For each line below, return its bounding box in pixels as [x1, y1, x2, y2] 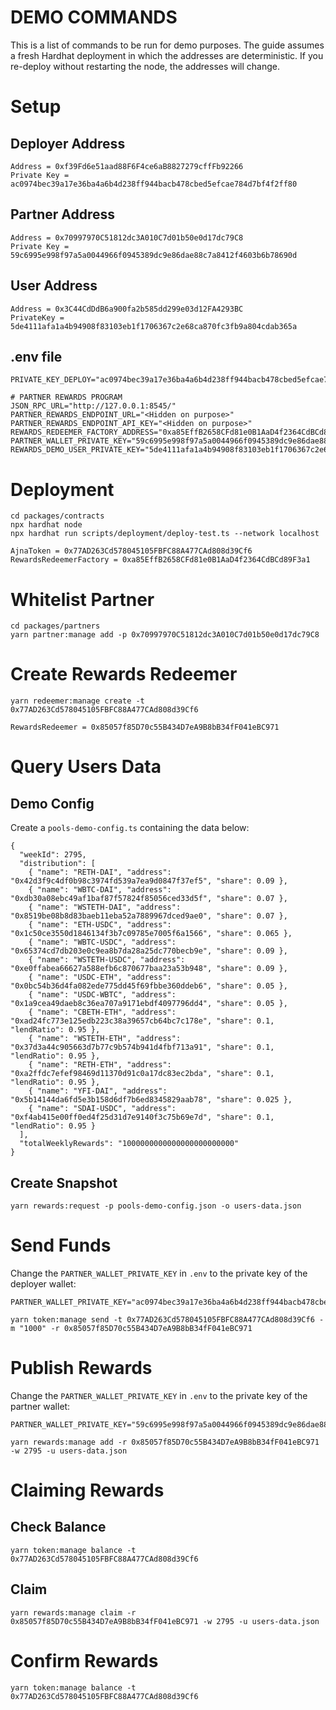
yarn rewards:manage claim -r [10, 1607, 137, 1618]
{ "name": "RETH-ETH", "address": [28, 1060, 172, 1070]
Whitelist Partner [10, 588, 155, 611]
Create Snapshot [10, 1174, 118, 1191]
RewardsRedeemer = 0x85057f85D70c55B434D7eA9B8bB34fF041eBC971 [10, 722, 280, 733]
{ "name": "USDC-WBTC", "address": [28, 990, 177, 1000]
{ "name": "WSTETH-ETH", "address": [28, 1034, 182, 1044]
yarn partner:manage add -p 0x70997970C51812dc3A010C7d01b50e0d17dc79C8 [10, 630, 320, 640]
